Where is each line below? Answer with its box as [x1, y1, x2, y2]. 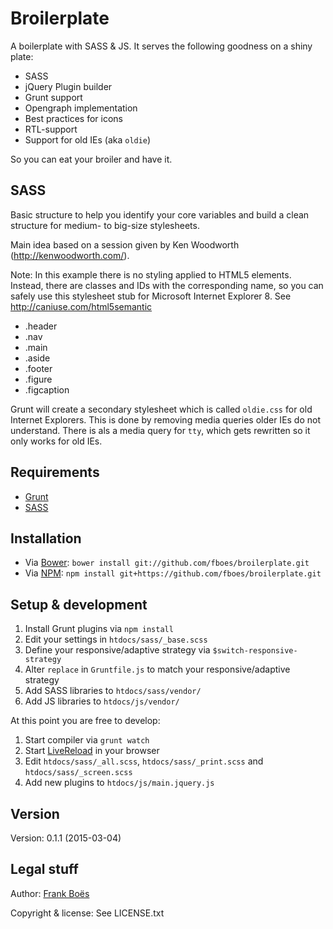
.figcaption [24, 383, 70, 396]
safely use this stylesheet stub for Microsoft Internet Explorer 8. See [10, 290, 292, 302]
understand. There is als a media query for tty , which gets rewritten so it [10, 424, 311, 436]
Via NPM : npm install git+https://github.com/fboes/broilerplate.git [24, 567, 322, 579]
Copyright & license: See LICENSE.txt [10, 907, 165, 919]
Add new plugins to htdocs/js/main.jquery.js [24, 777, 215, 789]
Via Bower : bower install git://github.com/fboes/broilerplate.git [24, 557, 310, 569]
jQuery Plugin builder [24, 80, 113, 92]
